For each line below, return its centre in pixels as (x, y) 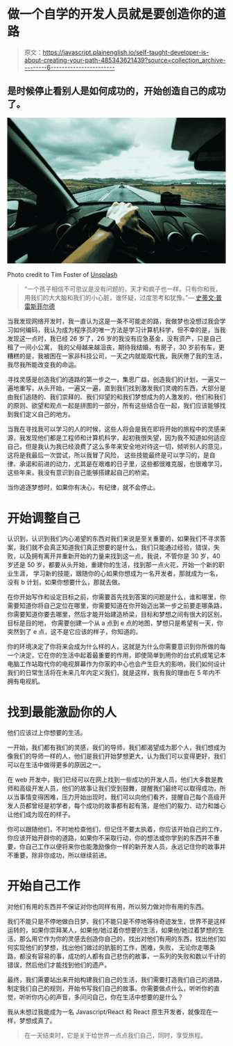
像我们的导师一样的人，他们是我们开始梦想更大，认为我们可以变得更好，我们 (116, 756)
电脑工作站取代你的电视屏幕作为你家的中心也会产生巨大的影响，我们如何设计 (116, 664)
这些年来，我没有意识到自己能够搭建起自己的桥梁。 (80, 473)
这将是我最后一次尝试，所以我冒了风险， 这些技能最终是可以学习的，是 (108, 455)
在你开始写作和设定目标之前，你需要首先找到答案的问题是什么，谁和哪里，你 (116, 597)
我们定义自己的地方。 (43, 414)
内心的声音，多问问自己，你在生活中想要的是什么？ (110, 997)
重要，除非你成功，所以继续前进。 (62, 855)
